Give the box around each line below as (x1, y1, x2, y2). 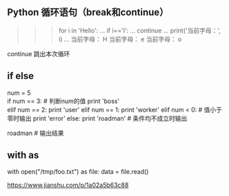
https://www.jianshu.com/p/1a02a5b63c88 (7, 181, 129, 189)
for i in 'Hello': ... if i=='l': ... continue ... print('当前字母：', (58, 26, 221, 35)
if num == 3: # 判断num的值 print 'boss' (7, 96, 120, 105)
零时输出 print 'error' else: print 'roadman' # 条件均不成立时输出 (7, 114, 188, 123)
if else (7, 70, 34, 82)
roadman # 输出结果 (7, 129, 64, 137)
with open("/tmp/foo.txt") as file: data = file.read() (7, 168, 149, 176)
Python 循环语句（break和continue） (7, 6, 169, 19)
